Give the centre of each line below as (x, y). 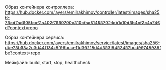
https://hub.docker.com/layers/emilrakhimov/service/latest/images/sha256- (83, 43)
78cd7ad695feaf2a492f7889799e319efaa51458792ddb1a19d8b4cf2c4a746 (83, 23)
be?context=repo (23, 53)
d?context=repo (22, 28)
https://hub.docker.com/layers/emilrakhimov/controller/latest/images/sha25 (82, 12)
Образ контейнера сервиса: (35, 37)
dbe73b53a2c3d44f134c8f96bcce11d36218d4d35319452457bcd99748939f (83, 48)
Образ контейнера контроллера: (40, 7)
